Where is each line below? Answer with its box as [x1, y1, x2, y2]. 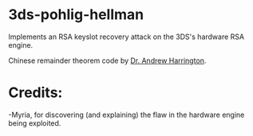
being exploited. [8, 118, 61, 128]
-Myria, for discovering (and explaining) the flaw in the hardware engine [8, 110, 245, 119]
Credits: [8, 84, 63, 102]
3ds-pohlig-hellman [8, 6, 144, 24]
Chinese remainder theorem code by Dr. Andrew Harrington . [8, 56, 207, 65]
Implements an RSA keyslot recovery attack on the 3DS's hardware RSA [8, 32, 245, 41]
